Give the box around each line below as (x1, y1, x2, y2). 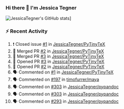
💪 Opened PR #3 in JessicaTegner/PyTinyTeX (12, 58, 105, 64)
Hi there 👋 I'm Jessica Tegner (5, 4, 77, 11)
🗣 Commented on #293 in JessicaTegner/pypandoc (12, 98, 119, 104)
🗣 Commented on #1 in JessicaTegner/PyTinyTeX (12, 69, 114, 75)
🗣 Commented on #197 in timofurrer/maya (12, 76, 99, 82)
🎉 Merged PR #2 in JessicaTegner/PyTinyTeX (12, 48, 104, 54)
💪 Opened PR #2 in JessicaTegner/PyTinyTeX (12, 63, 104, 70)
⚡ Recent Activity (5, 28, 48, 35)
